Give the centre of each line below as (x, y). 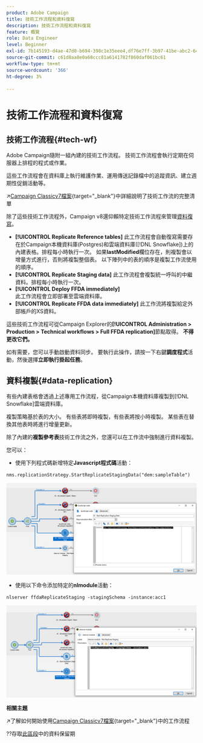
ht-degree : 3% (24, 76)
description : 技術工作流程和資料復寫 (49, 25)
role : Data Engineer (32, 38)
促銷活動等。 (33, 183)
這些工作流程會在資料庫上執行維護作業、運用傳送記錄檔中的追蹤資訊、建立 (99, 176)
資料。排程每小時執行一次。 (50, 282)
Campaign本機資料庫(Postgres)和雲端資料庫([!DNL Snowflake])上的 (110, 244)
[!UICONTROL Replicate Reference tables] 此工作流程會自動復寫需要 (101, 237)
